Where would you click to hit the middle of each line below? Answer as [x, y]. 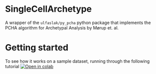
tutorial [12, 66]
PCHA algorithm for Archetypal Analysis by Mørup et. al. [62, 27]
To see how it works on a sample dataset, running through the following [78, 61]
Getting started [37, 48]
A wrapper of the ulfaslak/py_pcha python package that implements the [78, 23]
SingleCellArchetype [49, 9]
